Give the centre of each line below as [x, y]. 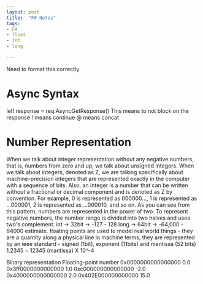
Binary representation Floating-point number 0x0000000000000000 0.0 [98, 262]
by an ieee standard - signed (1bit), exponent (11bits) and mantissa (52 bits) [101, 244]
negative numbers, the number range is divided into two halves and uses [98, 218]
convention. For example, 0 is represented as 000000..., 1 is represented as [102, 198]
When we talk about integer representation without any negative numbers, [100, 159]
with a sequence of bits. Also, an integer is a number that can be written [97, 185]
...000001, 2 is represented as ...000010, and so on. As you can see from [98, 205]
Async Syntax [43, 94]
